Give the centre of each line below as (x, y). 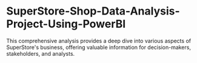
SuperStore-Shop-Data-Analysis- (93, 11)
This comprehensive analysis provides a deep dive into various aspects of (99, 41)
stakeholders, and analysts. (41, 53)
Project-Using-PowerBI (66, 24)
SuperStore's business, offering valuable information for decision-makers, (98, 47)
